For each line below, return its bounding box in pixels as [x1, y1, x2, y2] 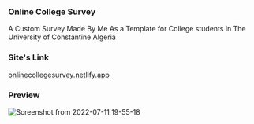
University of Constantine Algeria [8, 32, 116, 42]
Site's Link [8, 52, 50, 63]
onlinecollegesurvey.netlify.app [8, 70, 110, 79]
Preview [8, 89, 40, 100]
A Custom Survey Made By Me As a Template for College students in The [8, 24, 246, 34]
